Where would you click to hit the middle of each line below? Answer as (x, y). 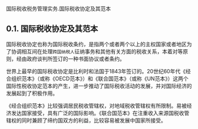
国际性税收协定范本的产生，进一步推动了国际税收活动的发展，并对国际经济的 (99, 86)
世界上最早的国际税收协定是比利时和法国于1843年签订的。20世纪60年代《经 (98, 71)
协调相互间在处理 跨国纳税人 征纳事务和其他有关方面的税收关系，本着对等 (97, 51)
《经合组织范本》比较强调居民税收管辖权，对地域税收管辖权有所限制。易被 (96, 106)
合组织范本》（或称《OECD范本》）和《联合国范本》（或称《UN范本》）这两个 (97, 79)
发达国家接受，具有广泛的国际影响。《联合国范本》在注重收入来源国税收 (98, 113)
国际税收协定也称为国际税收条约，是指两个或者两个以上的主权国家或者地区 (96, 44)
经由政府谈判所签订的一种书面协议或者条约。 (70, 59)
